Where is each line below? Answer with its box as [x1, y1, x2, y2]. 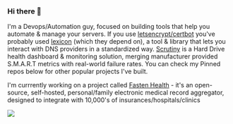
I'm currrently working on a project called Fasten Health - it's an [7, 81, 193, 89]
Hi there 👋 [7, 6, 42, 16]
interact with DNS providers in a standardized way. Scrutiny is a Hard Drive [7, 45, 225, 54]
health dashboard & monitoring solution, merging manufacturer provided [7, 52, 218, 61]
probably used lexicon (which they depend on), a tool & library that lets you [7, 37, 226, 46]
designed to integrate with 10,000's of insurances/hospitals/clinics [7, 96, 201, 104]
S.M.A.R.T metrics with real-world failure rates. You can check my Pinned [7, 60, 221, 68]
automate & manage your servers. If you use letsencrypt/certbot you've [7, 30, 215, 38]
